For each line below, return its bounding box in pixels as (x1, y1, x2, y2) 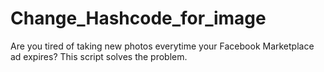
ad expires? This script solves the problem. (10, 50, 188, 62)
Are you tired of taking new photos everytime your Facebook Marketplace (10, 40, 315, 52)
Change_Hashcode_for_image (10, 7, 267, 30)
